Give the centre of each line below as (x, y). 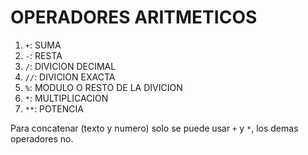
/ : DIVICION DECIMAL (70, 66)
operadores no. (42, 138)
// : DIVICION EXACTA (70, 77)
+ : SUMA (43, 45)
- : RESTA (43, 55)
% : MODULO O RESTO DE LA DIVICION (103, 87)
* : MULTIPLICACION (66, 98)
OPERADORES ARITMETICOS (134, 17)
